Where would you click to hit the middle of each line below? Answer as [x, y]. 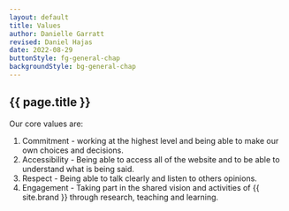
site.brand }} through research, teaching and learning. [120, 197]
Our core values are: [46, 124]
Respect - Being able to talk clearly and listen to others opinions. [140, 178]
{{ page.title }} [50, 102]
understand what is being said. [78, 169]
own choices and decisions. [72, 150]
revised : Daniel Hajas [51, 42]
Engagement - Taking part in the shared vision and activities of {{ [141, 187]
